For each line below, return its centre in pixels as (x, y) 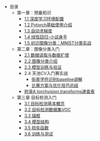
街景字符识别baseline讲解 (57, 79)
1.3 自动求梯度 (38, 31)
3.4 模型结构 (37, 122)
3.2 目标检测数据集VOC (48, 110)
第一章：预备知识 (34, 13)
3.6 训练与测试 (39, 134)
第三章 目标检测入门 (37, 97)
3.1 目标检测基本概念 (44, 103)
